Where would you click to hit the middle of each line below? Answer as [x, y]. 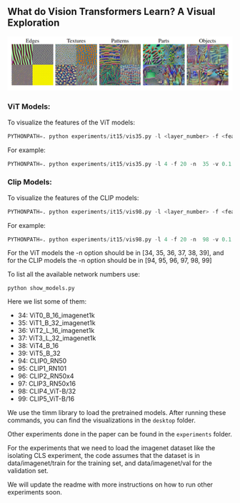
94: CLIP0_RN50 [42, 361]
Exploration [34, 23]
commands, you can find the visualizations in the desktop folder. [102, 420]
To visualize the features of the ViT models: [71, 122]
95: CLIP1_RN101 [42, 369]
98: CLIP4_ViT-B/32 [47, 392]
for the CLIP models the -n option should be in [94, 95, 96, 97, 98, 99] [110, 261]
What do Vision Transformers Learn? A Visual [111, 12]
